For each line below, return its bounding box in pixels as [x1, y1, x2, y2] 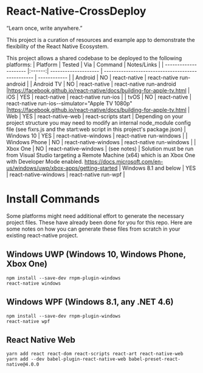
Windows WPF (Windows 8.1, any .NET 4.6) [6, 297, 174, 307]
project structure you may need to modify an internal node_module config [6, 119, 191, 126]
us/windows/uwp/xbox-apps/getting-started [6, 164, 118, 172]
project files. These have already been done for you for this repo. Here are [6, 218, 193, 226]
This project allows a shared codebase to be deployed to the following [6, 54, 182, 61]
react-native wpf [6, 318, 50, 324]
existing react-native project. [6, 231, 78, 239]
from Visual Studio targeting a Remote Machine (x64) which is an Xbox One [6, 151, 196, 159]
